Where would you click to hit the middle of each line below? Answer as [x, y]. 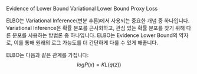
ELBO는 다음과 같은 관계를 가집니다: [47, 55]
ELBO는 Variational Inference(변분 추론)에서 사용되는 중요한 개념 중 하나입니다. [98, 21]
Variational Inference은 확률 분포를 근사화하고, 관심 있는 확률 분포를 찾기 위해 [96, 28]
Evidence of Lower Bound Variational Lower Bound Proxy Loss [82, 9]
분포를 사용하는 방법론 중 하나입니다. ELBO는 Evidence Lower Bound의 [95, 35]
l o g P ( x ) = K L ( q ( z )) [99, 65]
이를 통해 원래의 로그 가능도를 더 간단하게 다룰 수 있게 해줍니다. [86, 43]
